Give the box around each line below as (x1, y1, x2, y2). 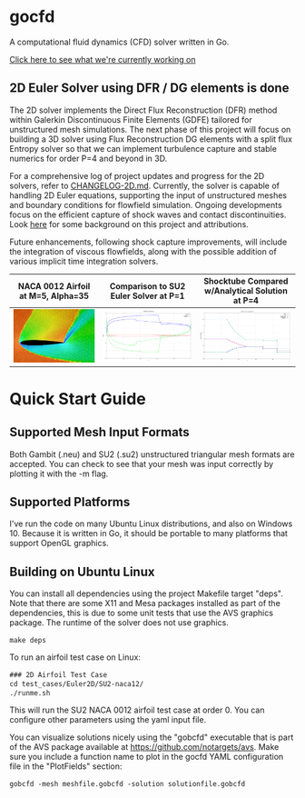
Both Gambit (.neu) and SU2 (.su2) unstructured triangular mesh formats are (9, 448, 295, 460)
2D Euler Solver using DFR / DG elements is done (9, 80, 290, 96)
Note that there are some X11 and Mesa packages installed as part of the (9, 598, 281, 609)
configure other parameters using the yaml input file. (9, 714, 207, 725)
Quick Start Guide (9, 388, 147, 409)
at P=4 (232, 295, 259, 306)
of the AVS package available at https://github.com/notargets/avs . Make (9, 742, 280, 753)
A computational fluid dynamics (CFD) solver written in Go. (9, 36, 230, 47)
